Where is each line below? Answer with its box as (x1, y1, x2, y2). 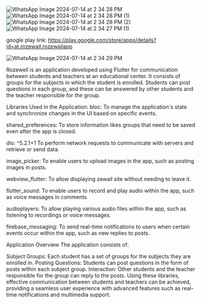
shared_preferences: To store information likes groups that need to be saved (6, 121, 196, 129)
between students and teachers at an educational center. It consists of (6, 73, 181, 79)
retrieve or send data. (6, 146, 60, 153)
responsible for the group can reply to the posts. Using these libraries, (6, 272, 180, 279)
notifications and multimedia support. (18, 291, 111, 298)
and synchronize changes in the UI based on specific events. (6, 110, 157, 117)
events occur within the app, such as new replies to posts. (6, 230, 150, 237)
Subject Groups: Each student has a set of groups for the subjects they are (6, 253, 191, 260)
